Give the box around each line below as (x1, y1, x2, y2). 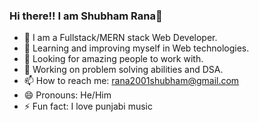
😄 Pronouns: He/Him (23, 89, 112, 101)
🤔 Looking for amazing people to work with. (23, 53, 204, 65)
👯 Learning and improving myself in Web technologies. (23, 42, 250, 54)
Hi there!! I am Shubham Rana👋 (9, 9, 163, 23)
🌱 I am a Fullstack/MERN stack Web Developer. (23, 32, 218, 44)
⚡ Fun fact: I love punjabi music (23, 100, 153, 113)
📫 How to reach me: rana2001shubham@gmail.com (23, 75, 240, 87)
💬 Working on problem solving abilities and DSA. (23, 64, 224, 76)
